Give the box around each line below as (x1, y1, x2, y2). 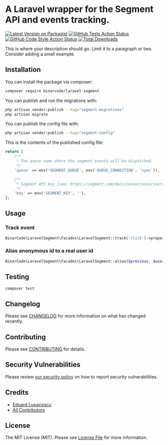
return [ (5, 149, 23, 154)
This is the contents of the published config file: (5, 139, 103, 145)
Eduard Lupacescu (12, 401, 51, 407)
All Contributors (12, 406, 45, 413)
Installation (5, 65, 41, 74)
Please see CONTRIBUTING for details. (5, 346, 86, 352)
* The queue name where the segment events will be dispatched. (16, 158, 153, 163)
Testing (5, 272, 29, 281)
